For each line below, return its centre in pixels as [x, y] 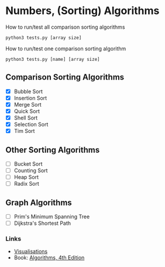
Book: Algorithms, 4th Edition [49, 258]
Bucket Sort [28, 164]
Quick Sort [27, 111]
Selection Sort [31, 125]
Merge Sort [27, 104]
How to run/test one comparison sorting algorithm [66, 49]
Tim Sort [24, 131]
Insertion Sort [30, 98]
